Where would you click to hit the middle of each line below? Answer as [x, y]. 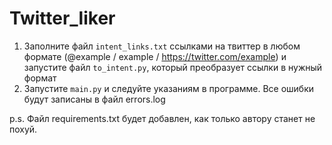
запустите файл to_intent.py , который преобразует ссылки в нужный [173, 67]
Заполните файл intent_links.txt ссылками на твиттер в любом [162, 46]
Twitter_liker [62, 18]
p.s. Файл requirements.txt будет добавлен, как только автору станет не [162, 118]
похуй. [23, 129]
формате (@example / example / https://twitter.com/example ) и [155, 56]
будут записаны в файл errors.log [94, 99]
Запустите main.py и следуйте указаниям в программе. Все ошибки [169, 88]
